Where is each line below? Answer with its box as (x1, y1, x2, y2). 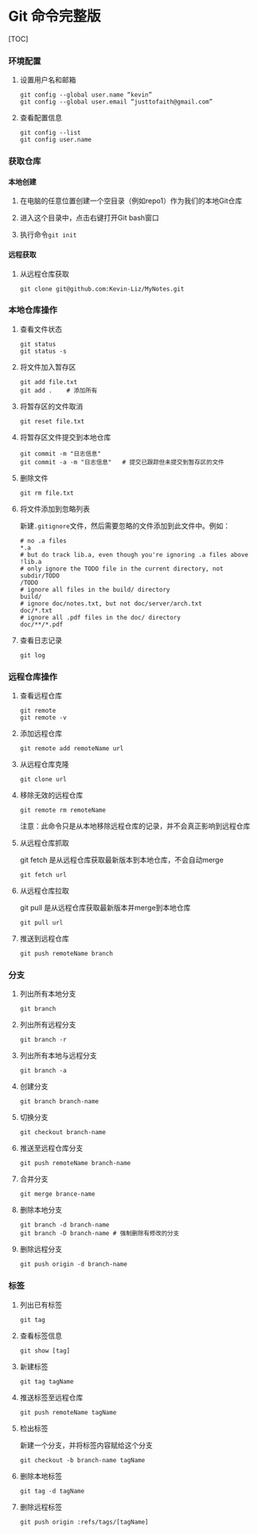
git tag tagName (19, 1377, 74, 1386)
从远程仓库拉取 (19, 886, 69, 896)
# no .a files (19, 537, 67, 545)
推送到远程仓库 (19, 933, 69, 944)
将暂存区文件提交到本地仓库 (19, 432, 111, 442)
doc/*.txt (19, 606, 53, 614)
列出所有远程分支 (19, 1020, 76, 1030)
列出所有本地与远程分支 (19, 1051, 97, 1060)
